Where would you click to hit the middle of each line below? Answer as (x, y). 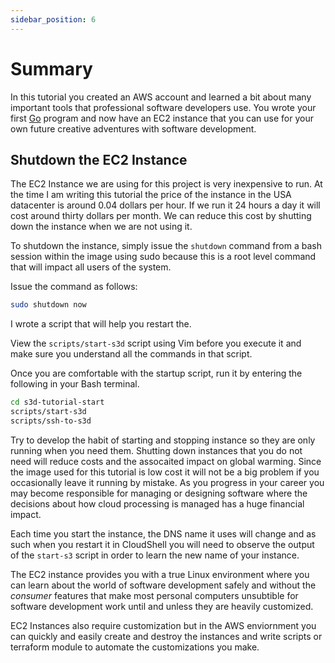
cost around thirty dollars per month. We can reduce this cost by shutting (161, 216)
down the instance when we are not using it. (101, 227)
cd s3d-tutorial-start (57, 402)
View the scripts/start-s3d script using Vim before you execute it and (156, 343)
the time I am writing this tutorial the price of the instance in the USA (151, 195)
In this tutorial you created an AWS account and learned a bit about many (161, 97)
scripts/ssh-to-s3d (51, 421)
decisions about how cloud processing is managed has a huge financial (157, 503)
